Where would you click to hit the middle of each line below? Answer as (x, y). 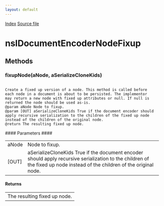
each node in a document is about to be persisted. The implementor (76, 94)
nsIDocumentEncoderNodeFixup (73, 43)
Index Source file (22, 23)
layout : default (21, 10)
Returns (13, 184)
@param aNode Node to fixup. (35, 107)
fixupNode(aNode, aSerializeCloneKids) (54, 75)
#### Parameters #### (29, 133)
